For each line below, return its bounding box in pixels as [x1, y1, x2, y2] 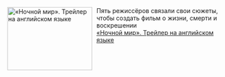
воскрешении [96, 21, 138, 30]
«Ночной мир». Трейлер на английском [96, 29, 214, 36]
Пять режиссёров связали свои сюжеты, [96, 7, 218, 14]
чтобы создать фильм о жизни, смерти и [96, 14, 217, 22]
